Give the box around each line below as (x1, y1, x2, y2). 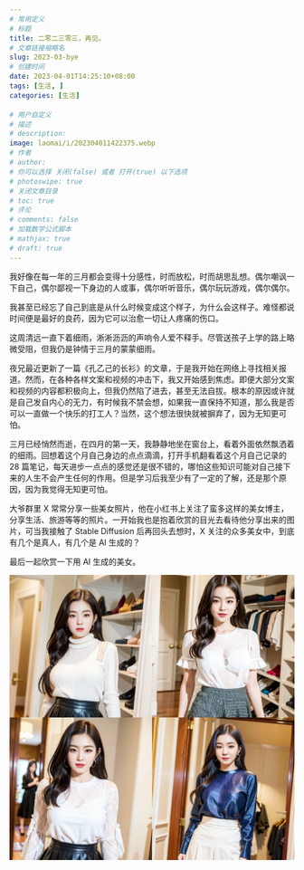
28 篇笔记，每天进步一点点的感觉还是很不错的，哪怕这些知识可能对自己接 (9, 461, 283, 472)
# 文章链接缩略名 (9, 43, 65, 53)
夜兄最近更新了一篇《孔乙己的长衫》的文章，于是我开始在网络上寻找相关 (9, 362, 279, 373)
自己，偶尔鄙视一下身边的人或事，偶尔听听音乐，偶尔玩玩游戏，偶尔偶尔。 (16, 282, 295, 293)
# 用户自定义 (9, 110, 52, 120)
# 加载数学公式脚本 (9, 225, 72, 234)
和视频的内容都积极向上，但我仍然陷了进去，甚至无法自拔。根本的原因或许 (9, 385, 287, 396)
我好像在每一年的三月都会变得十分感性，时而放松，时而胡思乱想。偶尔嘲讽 (9, 271, 287, 282)
